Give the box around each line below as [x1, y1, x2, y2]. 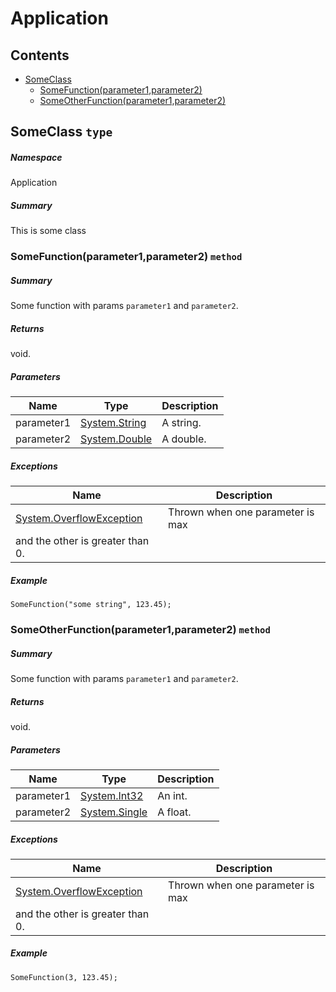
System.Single [80, 805, 148, 819]
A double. [161, 432, 207, 446]
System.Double [80, 432, 153, 446]
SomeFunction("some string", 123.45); [10, 600, 172, 610]
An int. [157, 788, 188, 802]
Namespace [10, 151, 63, 163]
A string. [161, 416, 202, 430]
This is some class [10, 225, 87, 237]
